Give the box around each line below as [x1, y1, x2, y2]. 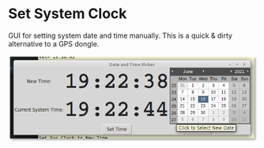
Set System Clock [8, 5, 127, 23]
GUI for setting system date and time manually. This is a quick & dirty [8, 31, 233, 40]
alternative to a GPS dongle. [8, 39, 100, 48]
